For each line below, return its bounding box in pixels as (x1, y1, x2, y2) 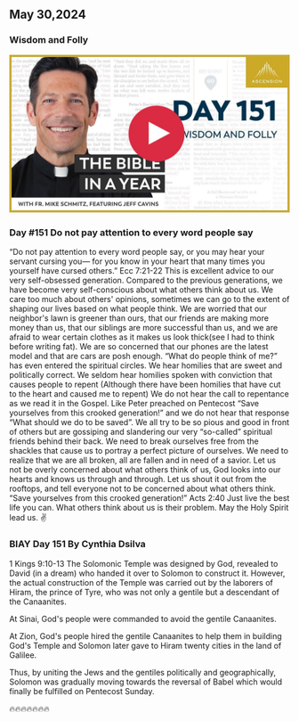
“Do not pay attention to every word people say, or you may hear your (9, 247, 265, 258)
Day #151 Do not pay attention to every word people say (9, 226, 254, 239)
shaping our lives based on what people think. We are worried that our (9, 303, 267, 315)
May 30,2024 (9, 7, 86, 22)
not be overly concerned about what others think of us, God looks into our (9, 464, 281, 475)
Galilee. (9, 650, 37, 660)
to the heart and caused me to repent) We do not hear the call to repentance (9, 389, 289, 399)
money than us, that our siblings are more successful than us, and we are (9, 323, 279, 333)
